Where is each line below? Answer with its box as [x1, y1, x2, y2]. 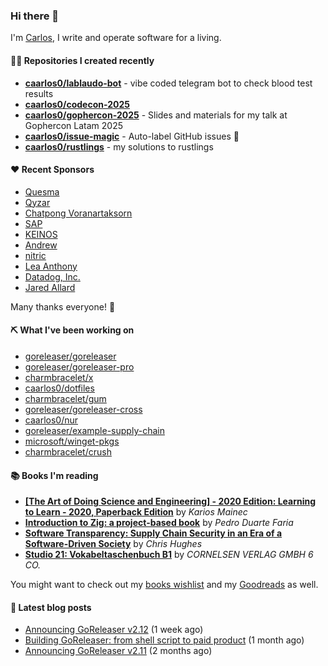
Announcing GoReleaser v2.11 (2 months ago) [24, 645, 213, 657]
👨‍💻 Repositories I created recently [10, 54, 155, 66]
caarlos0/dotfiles [24, 382, 95, 394]
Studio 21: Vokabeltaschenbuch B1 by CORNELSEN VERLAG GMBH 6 [24, 549, 314, 561]
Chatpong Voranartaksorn [24, 207, 133, 219]
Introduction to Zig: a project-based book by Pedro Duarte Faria [24, 517, 294, 529]
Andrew [24, 239, 58, 251]
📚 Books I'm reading [10, 469, 99, 481]
